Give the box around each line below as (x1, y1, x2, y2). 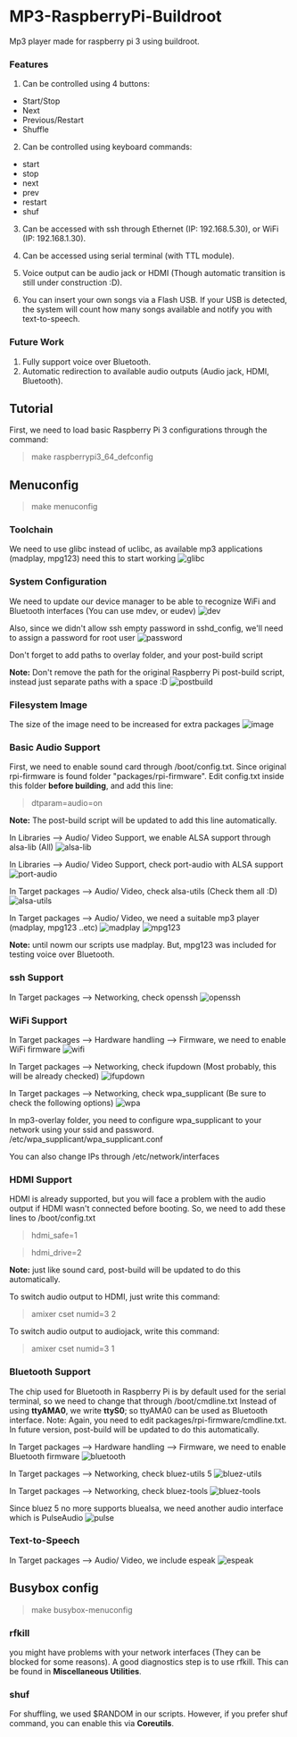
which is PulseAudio (9, 1512, 84, 1523)
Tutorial (9, 400, 54, 416)
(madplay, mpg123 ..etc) (9, 922, 98, 933)
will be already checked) (9, 1070, 100, 1081)
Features (9, 58, 49, 71)
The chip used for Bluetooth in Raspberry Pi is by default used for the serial (9, 1386, 286, 1397)
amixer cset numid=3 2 (30, 1309, 117, 1320)
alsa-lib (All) (9, 842, 54, 852)
